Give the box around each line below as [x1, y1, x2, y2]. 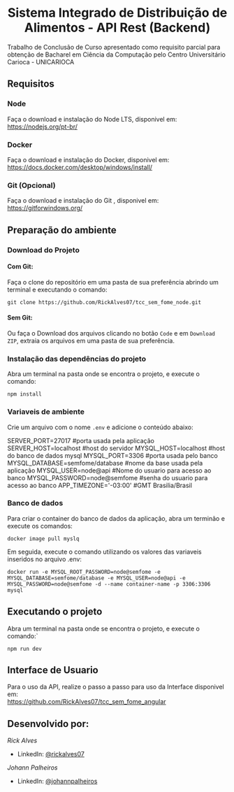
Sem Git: [7, 313, 33, 322]
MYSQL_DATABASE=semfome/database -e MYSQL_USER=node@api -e [7, 575, 187, 582]
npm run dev [7, 645, 42, 652]
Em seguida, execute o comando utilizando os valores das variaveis [7, 547, 202, 556]
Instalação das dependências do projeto [7, 354, 147, 363]
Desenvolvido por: [7, 718, 89, 730]
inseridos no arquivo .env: [7, 554, 82, 563]
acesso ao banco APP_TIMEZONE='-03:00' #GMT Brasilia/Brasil [7, 481, 192, 489]
